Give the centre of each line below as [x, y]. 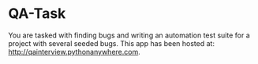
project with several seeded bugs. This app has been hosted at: [112, 43]
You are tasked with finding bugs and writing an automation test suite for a [129, 35]
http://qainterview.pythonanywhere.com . [74, 52]
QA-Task [37, 14]
